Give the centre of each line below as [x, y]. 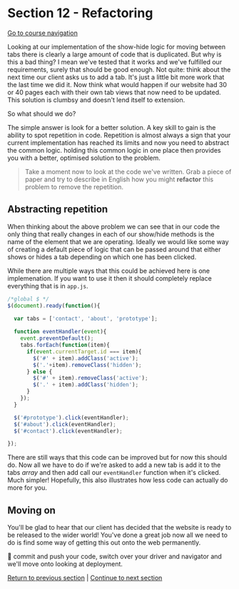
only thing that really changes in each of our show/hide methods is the [111, 234]
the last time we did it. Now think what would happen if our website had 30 [117, 84]
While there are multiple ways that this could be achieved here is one [109, 271]
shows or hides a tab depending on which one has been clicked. [102, 257]
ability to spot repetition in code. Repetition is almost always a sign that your [119, 135]
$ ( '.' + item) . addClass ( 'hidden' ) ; [86, 385]
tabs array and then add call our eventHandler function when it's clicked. [114, 473]
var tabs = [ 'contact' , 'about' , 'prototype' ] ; [86, 319]
